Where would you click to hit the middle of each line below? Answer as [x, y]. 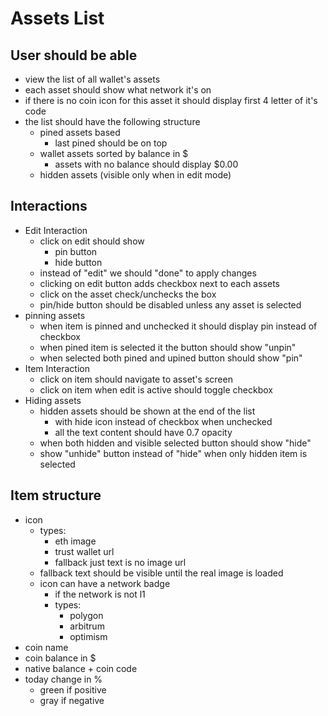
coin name [46, 647]
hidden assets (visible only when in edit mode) [135, 175]
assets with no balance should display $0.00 [146, 164]
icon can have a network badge [105, 583]
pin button [76, 251]
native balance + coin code [81, 668]
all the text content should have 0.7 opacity [143, 432]
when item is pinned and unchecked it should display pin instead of [178, 326]
